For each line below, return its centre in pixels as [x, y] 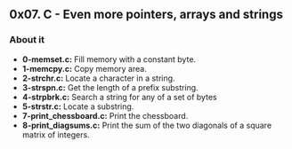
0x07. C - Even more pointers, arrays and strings [146, 15]
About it [27, 40]
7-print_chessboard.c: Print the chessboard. [105, 115]
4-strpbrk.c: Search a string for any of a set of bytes [119, 97]
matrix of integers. [56, 134]
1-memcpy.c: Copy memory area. [84, 68]
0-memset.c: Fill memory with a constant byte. [109, 59]
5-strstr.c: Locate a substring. [78, 106]
